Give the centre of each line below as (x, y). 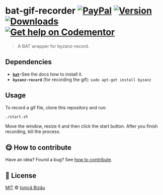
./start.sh (17, 117)
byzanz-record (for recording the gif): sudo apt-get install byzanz (82, 79)
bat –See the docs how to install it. (48, 74)
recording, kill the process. (33, 132)
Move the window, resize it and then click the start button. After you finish (82, 126)
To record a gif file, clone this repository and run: (56, 107)
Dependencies (28, 62)
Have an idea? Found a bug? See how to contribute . (59, 160)
